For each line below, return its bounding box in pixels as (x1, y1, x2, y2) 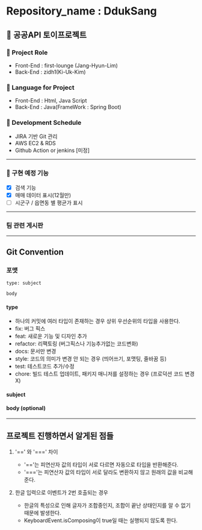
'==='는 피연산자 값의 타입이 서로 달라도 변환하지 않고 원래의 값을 (23, 468, 177, 476)
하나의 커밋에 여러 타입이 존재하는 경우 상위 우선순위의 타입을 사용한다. (14, 318, 180, 325)
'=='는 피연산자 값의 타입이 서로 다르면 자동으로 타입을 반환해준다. (23, 461, 179, 468)
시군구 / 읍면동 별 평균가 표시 (14, 199, 83, 206)
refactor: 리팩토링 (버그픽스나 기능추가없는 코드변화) (14, 340, 138, 347)
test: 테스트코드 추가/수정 (14, 363, 75, 370)
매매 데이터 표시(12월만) (14, 191, 72, 198)
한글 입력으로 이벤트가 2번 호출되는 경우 (14, 488, 108, 496)
